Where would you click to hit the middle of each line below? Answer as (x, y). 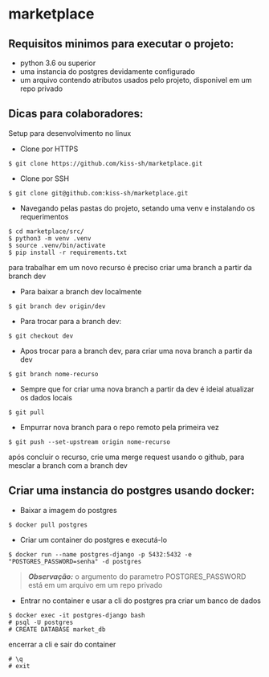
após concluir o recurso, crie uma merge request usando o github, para (126, 457)
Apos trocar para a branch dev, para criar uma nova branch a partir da (136, 351)
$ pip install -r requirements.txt (68, 252)
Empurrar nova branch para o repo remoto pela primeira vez (119, 427)
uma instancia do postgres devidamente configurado (107, 72)
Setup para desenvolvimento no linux (70, 133)
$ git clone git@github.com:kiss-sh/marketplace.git (98, 193)
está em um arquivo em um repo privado (95, 585)
